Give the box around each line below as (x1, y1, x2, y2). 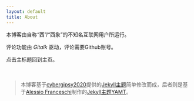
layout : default (6, 8, 46, 15)
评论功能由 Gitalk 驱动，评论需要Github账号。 (6, 43, 116, 51)
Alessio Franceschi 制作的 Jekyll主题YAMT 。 (25, 88, 132, 95)
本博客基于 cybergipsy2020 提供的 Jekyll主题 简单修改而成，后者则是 (20, 80, 183, 88)
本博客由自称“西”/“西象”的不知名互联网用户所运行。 (6, 31, 130, 38)
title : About (6, 14, 38, 20)
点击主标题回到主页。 (6, 56, 58, 63)
